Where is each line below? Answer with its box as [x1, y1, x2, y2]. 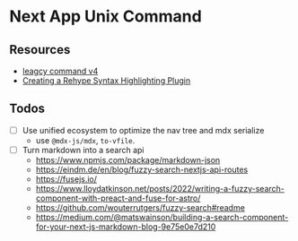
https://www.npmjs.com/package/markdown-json [35, 154, 221, 165]
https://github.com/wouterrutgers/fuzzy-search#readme [35, 202, 245, 212]
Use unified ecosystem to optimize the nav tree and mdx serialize [22, 125, 265, 135]
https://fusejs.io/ [35, 173, 97, 185]
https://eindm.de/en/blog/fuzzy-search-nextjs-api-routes [35, 164, 249, 175]
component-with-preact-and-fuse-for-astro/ [35, 193, 201, 203]
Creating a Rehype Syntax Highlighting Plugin [22, 75, 191, 86]
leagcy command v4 [22, 65, 99, 76]
